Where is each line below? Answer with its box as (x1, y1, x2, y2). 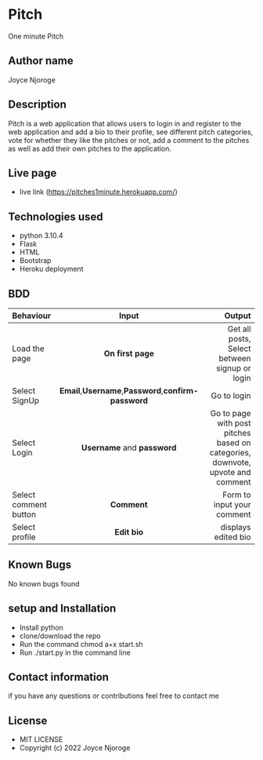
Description (8, 98, 67, 111)
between (218, 353, 251, 364)
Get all (227, 323, 251, 334)
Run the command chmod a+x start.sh (19, 639, 143, 649)
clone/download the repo (19, 630, 101, 641)
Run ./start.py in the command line (19, 648, 131, 657)
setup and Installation (8, 602, 117, 616)
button (12, 509, 37, 520)
